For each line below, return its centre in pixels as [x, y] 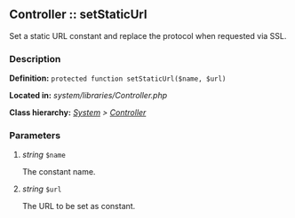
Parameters [35, 136]
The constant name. [59, 172]
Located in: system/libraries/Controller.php [88, 96]
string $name [44, 155]
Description [35, 58]
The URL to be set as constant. [79, 206]
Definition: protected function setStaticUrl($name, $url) [118, 78]
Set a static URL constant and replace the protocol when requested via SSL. [148, 35]
